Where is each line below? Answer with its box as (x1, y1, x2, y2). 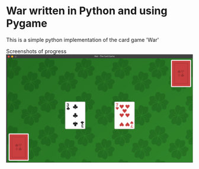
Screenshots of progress (6, 47, 67, 54)
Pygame (6, 17, 47, 30)
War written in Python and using (6, 4, 168, 18)
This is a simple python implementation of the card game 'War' (6, 36, 159, 43)
